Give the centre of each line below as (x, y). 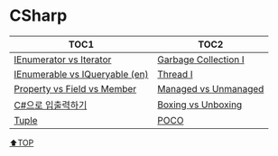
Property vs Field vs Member (75, 88)
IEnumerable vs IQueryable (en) (81, 74)
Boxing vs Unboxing (200, 105)
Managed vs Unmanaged (211, 88)
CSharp (38, 16)
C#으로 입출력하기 (51, 105)
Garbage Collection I (201, 60)
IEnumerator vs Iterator (63, 60)
